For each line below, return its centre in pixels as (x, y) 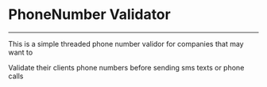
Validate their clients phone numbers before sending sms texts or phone (126, 67)
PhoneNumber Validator (89, 15)
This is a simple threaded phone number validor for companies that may (126, 43)
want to (21, 52)
